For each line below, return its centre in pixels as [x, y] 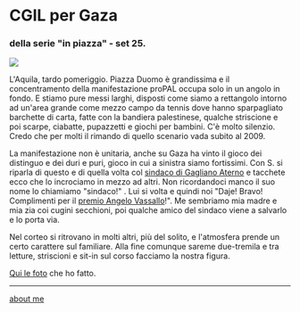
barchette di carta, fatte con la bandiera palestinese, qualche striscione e [144, 118]
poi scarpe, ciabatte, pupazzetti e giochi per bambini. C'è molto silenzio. [142, 127]
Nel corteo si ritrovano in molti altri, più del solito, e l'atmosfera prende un [145, 237]
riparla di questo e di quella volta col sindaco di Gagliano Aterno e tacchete [147, 172]
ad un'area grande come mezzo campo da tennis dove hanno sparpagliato [146, 108]
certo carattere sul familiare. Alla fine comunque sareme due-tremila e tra [144, 247]
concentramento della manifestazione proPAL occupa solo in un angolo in [145, 89]
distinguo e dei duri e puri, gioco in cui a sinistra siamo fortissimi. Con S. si [146, 163]
